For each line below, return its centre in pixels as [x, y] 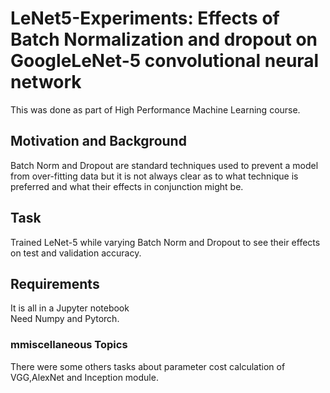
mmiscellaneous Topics [69, 345]
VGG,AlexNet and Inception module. [84, 377]
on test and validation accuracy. [76, 253]
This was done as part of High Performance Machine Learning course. [155, 109]
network [46, 82]
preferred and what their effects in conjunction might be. [127, 186]
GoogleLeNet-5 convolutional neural [165, 61]
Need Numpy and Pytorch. [65, 319]
